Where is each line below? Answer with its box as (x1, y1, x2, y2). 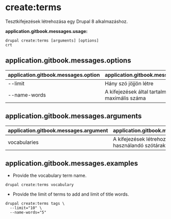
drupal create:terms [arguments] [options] (5, 38, 99, 43)
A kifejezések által (105, 88, 149, 95)
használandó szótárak (112, 142, 166, 149)
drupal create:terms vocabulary (5, 182, 74, 187)
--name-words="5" (10, 210, 47, 215)
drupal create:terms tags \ (5, 201, 65, 206)
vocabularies (8, 139, 39, 146)
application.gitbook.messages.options (5, 56, 131, 65)
